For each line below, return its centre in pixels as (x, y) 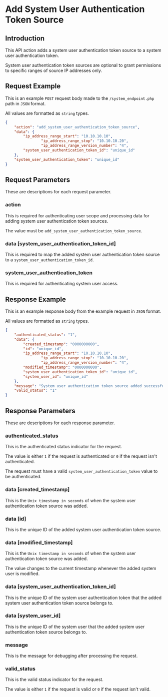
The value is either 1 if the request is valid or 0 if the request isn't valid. (78, 689)
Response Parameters (40, 411)
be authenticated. (23, 477)
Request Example (33, 86)
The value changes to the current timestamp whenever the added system (81, 569)
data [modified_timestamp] (39, 542)
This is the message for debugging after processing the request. (71, 656)
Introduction (25, 38)
